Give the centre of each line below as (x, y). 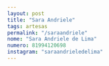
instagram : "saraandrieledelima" (55, 52)
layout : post (26, 13)
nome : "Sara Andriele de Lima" (52, 39)
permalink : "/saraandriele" (48, 33)
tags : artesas (28, 26)
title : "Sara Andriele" (41, 20)
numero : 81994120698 (37, 45)
